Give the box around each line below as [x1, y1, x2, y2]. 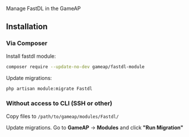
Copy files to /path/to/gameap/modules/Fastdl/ [6, 113, 119, 120]
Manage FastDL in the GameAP [6, 5, 81, 12]
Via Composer [6, 39, 48, 47]
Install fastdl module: [6, 52, 57, 59]
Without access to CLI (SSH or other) [6, 99, 113, 107]
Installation [6, 22, 48, 31]
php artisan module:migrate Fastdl [6, 86, 93, 92]
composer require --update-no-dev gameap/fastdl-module [6, 64, 145, 69]
